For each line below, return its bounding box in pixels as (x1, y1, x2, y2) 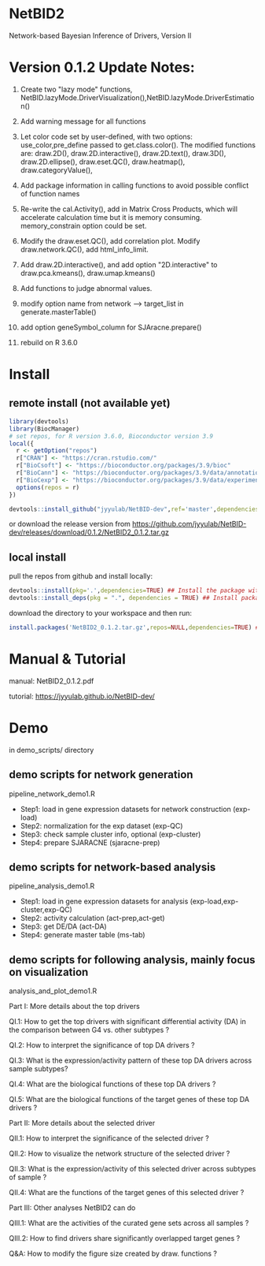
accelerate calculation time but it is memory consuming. (20, 212, 203, 222)
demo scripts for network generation (9, 768, 193, 781)
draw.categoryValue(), (20, 165, 93, 174)
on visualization (9, 965, 89, 978)
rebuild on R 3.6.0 (20, 337, 78, 347)
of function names (20, 188, 80, 198)
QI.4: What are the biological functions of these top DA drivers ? (9, 1079, 216, 1089)
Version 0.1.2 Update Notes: (9, 58, 195, 76)
